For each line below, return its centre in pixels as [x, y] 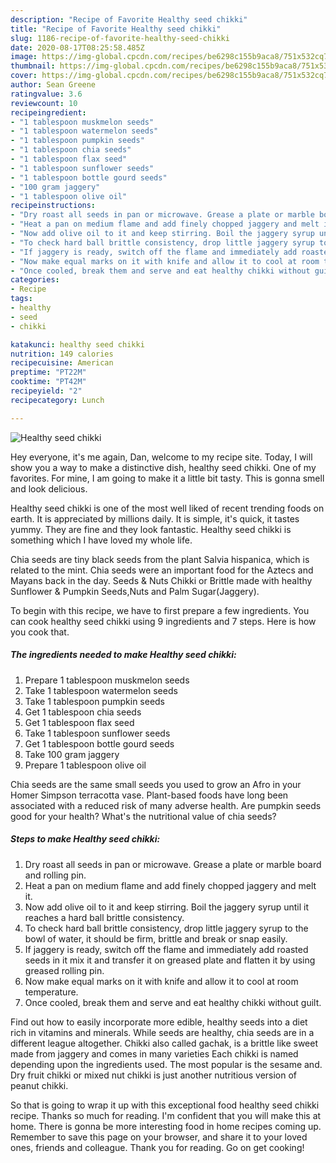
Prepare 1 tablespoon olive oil [85, 765]
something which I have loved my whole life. [101, 540]
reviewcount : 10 [44, 103]
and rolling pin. [55, 875]
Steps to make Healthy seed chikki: [85, 839]
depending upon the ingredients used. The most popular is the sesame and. [166, 1064]
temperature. [51, 992]
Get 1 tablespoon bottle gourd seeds [99, 743]
